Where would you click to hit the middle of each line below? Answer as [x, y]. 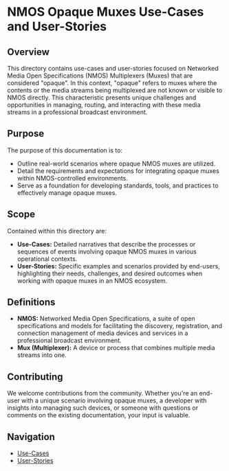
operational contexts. [47, 259]
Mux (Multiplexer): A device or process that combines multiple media [116, 348]
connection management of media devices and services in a [102, 333]
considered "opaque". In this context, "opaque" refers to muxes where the [112, 83]
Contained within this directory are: [57, 231]
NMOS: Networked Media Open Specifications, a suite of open [106, 319]
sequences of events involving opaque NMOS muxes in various [107, 251]
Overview [29, 52]
